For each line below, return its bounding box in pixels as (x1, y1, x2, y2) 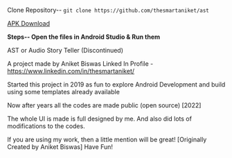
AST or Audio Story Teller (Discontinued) (7, 46, 123, 54)
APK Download (7, 19, 51, 27)
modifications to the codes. (7, 122, 85, 130)
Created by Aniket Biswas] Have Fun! (7, 143, 113, 151)
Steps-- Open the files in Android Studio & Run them (7, 33, 161, 41)
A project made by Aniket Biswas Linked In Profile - (7, 60, 154, 68)
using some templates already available (7, 88, 120, 96)
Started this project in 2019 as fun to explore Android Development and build (7, 80, 226, 89)
